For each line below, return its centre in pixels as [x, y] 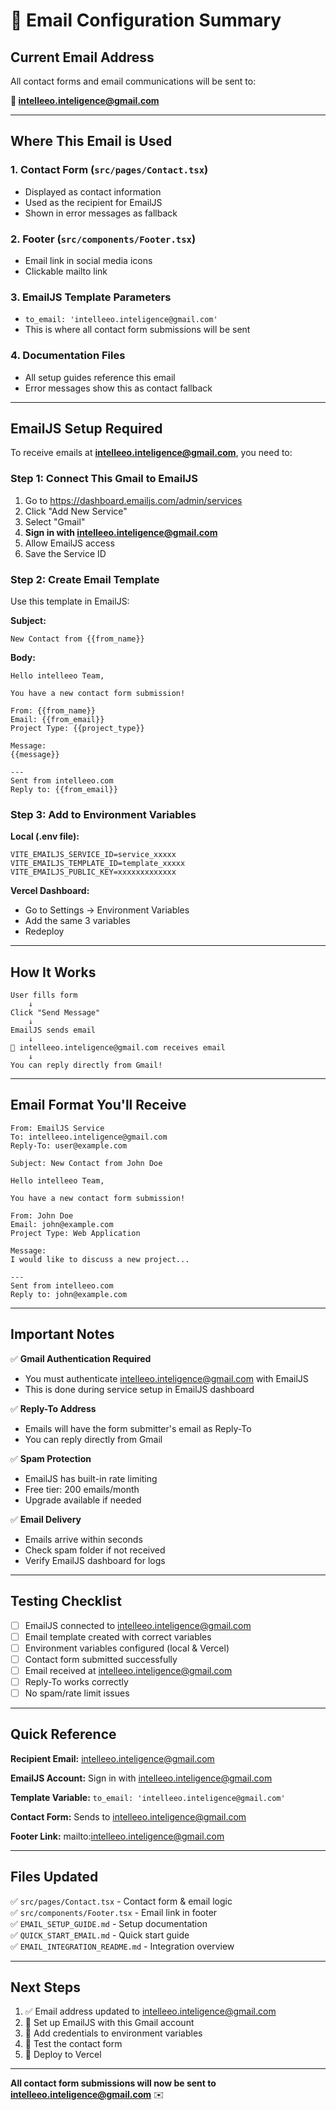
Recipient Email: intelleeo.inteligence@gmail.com [112, 1758]
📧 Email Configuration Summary [146, 20]
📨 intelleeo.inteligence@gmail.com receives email [118, 1048]
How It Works [53, 972]
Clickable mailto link [66, 271]
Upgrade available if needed [83, 1500]
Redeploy [44, 931]
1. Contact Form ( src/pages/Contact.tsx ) [109, 170]
